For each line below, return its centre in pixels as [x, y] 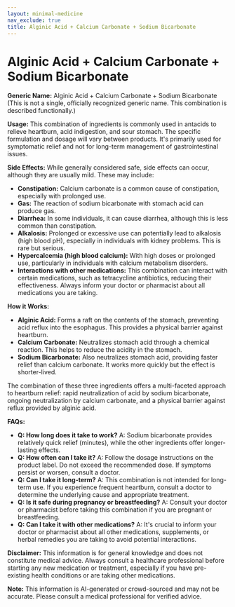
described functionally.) [41, 111]
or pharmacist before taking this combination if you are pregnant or [114, 510]
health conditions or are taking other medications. [103, 575]
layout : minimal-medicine [45, 14]
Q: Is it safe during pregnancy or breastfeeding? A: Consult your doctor [122, 503]
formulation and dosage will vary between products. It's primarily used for [114, 139]
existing [19, 575]
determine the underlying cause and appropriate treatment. [103, 495]
